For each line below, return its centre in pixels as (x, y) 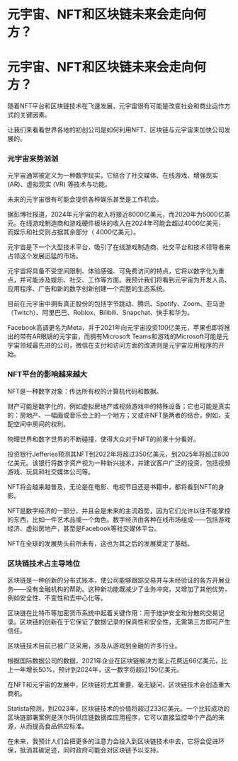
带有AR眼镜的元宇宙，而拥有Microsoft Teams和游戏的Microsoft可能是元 (124, 336)
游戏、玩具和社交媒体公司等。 (51, 471)
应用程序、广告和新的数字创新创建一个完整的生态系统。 (88, 289)
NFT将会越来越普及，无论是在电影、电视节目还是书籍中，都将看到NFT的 (113, 486)
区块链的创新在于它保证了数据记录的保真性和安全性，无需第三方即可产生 (125, 622)
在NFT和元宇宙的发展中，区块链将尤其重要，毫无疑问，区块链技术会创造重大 (119, 685)
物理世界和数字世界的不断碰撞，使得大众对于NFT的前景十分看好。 (103, 439)
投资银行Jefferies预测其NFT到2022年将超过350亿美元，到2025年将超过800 (118, 454)
